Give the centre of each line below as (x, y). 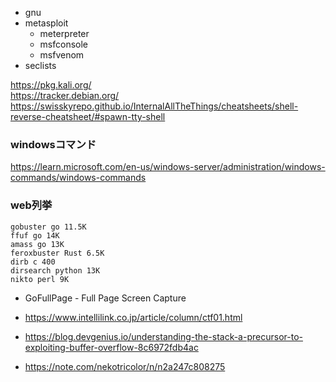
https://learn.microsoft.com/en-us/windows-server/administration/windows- (168, 167)
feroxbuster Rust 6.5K (57, 253)
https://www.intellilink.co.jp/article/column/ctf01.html (133, 317)
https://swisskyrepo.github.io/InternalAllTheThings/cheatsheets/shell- (154, 106)
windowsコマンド (53, 144)
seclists (40, 65)
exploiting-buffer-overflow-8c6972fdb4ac (111, 347)
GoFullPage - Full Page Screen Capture (105, 298)
